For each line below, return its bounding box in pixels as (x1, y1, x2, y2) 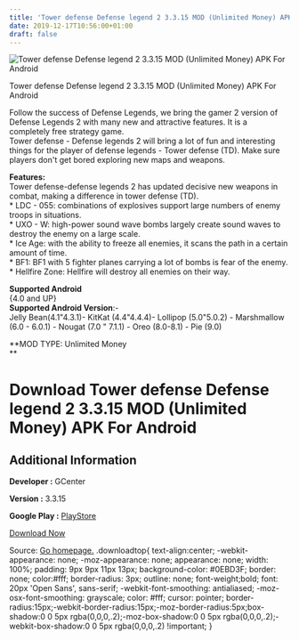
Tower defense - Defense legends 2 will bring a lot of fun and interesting (9, 135, 276, 147)
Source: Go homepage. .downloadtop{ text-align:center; (9, 545, 215, 556)
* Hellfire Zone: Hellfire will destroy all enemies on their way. (9, 266, 230, 277)
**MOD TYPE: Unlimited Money (9, 339, 127, 350)
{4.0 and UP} (9, 293, 57, 304)
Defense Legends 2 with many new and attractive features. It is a (9, 117, 247, 127)
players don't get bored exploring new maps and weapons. (9, 155, 225, 166)
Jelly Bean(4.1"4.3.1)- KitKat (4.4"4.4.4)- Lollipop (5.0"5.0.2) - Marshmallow (9, 312, 285, 323)
